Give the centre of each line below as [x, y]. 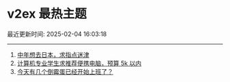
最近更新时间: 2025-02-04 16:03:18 [57, 34]
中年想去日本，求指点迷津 [53, 54]
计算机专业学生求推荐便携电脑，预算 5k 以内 [79, 63]
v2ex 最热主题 [47, 14]
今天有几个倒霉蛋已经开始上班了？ [65, 71]
